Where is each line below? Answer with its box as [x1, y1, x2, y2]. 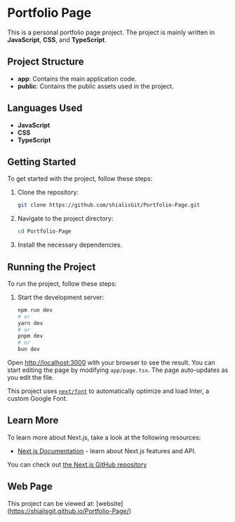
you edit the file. [7, 373, 54, 382]
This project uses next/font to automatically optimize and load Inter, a [7, 387, 210, 395]
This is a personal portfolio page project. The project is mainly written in [7, 28, 215, 36]
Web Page [7, 481, 53, 493]
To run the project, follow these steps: [7, 279, 117, 288]
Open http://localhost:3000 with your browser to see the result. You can [7, 359, 215, 367]
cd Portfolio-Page [17, 228, 72, 235]
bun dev [17, 345, 40, 353]
